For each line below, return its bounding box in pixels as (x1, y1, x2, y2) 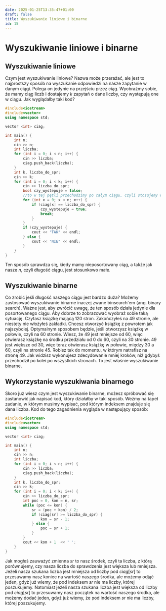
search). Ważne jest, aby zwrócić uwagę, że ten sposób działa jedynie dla (5, 305, 156, 311)
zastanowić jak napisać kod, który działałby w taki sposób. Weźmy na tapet (5, 396, 159, 401)
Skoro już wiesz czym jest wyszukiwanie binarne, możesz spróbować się (5, 390, 154, 396)
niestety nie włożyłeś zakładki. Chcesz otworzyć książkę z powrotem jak (5, 321, 153, 327)
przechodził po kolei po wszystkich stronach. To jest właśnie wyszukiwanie (5, 358, 159, 364)
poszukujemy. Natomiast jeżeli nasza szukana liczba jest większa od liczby (5, 584, 158, 590)
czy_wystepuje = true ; (40, 207, 87, 212)
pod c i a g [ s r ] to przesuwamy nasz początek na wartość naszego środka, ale (5, 589, 160, 595)
